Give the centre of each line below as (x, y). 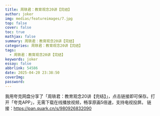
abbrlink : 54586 (21, 68)
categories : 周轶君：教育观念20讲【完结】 (44, 46)
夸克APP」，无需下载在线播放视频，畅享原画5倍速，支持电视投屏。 (80, 102)
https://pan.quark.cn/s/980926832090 (53, 108)
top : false (16, 23)
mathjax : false (20, 37)
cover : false (18, 28)
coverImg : (15, 77)
